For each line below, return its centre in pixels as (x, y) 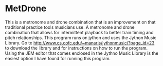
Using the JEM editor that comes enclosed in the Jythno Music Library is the (82, 53)
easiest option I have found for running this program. (58, 58)
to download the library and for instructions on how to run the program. (76, 48)
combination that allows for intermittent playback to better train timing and (79, 32)
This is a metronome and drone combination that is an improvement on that (80, 22)
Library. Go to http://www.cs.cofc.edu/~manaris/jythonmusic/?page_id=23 (80, 43)
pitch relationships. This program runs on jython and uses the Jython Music (81, 38)
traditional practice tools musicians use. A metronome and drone (70, 27)
